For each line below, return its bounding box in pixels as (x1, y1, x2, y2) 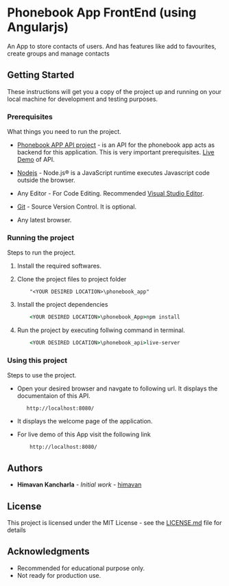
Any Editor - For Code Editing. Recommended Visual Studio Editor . (16, 189, 204, 198)
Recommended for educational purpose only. (16, 564, 145, 572)
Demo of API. (16, 156, 55, 164)
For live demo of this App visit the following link (16, 430, 151, 438)
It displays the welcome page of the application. (16, 417, 153, 425)
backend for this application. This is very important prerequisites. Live (16, 148, 215, 156)
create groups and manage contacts (7, 49, 110, 58)
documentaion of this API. (16, 392, 91, 400)
